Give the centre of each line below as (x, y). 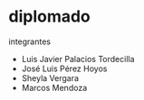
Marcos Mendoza (54, 87)
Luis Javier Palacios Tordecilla (78, 59)
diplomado (50, 17)
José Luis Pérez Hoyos (64, 68)
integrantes (30, 41)
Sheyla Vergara (50, 77)
